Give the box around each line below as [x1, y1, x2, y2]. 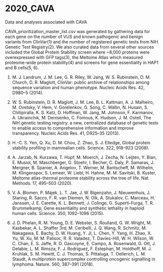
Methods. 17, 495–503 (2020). [12, 180, 73, 186]
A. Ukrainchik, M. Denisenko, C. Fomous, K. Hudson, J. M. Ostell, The [12, 115, 152, 120]
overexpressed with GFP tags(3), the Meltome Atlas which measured [5, 54, 143, 60]
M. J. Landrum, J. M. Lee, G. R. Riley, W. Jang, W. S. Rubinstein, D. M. [12, 74, 151, 80]
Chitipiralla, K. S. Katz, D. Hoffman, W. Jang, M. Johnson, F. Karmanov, [12, 109, 154, 115]
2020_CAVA [5, 3, 55, 14]
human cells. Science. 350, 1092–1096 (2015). [12, 210, 105, 216]
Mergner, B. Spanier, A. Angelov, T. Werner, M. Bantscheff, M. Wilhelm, [12, 164, 154, 171]
